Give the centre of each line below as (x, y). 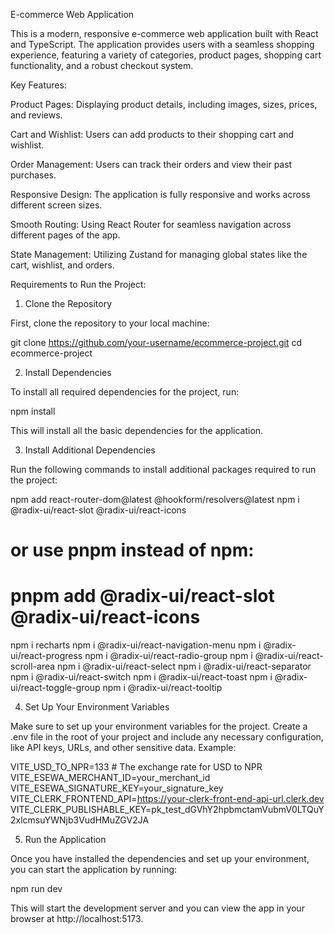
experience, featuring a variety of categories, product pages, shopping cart (166, 55)
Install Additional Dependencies (90, 450)
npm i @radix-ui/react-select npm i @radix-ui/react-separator (184, 666)
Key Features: (38, 85)
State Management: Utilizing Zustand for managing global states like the (159, 254)
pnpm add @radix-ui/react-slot (142, 596)
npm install (33, 411)
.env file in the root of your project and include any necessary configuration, (167, 737)
